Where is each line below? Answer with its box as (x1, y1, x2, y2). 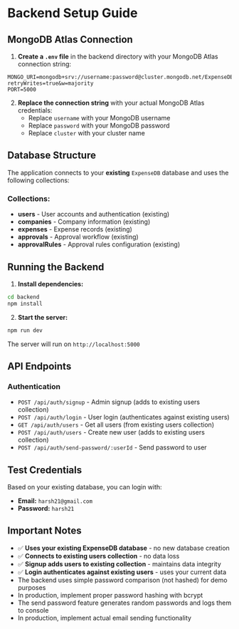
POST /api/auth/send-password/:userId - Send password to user (17, 443, 208, 452)
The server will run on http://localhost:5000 (7, 340, 140, 348)
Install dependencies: (17, 279, 84, 288)
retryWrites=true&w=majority (7, 80, 94, 87)
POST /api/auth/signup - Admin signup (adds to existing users (17, 397, 201, 407)
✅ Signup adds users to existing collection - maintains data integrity (17, 559, 222, 568)
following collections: (7, 176, 70, 184)
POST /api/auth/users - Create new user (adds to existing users (17, 428, 205, 437)
